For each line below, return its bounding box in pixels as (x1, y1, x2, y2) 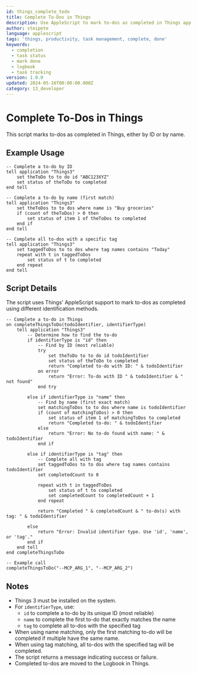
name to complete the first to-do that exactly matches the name (23, 616, 176, 623)
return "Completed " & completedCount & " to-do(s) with (37, 508, 181, 514)
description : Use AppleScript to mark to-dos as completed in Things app (6, 20, 192, 25)
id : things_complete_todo (6, 8, 70, 15)
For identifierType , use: (14, 603, 75, 610)
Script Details (6, 284, 57, 294)
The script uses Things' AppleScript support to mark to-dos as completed (6, 299, 186, 306)
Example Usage (6, 148, 65, 158)
